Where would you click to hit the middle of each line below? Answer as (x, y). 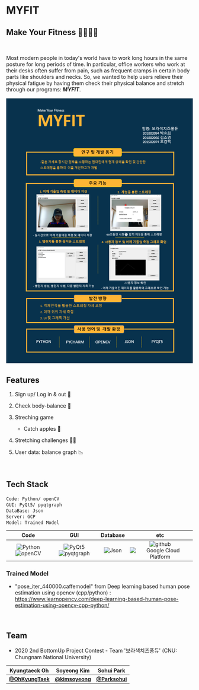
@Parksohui (111, 679)
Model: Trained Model (33, 523)
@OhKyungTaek (29, 679)
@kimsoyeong (73, 679)
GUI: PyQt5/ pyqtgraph (34, 505)
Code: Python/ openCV (33, 499)
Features (23, 380)
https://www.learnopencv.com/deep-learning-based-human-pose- (97, 599)
